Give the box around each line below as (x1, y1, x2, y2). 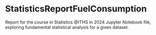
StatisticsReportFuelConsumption (5, 3, 147, 14)
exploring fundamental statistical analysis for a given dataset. (5, 24, 129, 30)
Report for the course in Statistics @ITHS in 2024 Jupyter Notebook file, (5, 19, 151, 25)
